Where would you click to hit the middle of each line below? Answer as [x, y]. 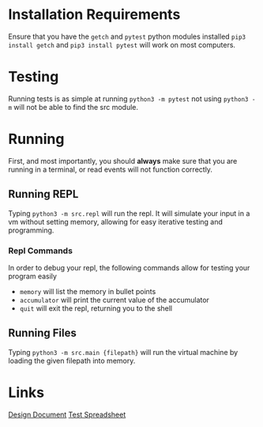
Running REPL [43, 194]
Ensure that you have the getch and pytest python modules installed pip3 [127, 36]
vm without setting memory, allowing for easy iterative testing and [116, 221]
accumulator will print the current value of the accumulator [114, 300]
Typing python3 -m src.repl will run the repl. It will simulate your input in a [129, 213]
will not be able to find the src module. [76, 107]
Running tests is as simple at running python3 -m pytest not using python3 [128, 98]
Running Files [42, 333]
